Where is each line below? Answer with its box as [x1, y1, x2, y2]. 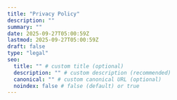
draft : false [7, 43, 46, 50]
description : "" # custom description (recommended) [13, 69, 171, 76]
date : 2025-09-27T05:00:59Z [7, 30, 90, 37]
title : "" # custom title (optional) [13, 63, 124, 70]
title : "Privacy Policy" [7, 10, 80, 18]
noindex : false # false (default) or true [13, 82, 140, 89]
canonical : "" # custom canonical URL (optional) [13, 75, 162, 83]
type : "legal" [7, 50, 49, 57]
